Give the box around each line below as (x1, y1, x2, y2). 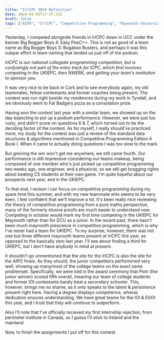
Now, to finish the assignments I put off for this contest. (5, 329, 117, 335)
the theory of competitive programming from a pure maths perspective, (5, 202, 149, 208)
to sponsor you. (5, 75, 37, 81)
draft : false (5, 16, 32, 21)
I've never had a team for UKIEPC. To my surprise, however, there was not (5, 228, 154, 234)
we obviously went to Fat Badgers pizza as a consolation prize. (5, 100, 132, 106)
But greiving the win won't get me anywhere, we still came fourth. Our (5, 151, 146, 157)
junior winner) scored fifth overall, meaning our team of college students (5, 274, 151, 280)
